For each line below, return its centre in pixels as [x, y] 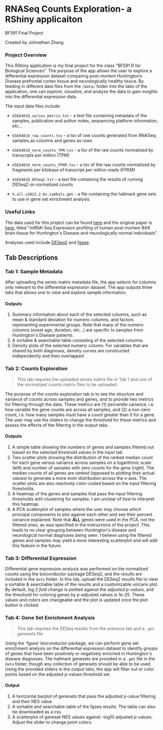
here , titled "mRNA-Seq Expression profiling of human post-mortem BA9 [78, 227]
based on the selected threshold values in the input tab [67, 452]
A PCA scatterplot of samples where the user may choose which [77, 509]
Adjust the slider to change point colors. [52, 722]
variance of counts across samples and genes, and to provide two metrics [79, 399]
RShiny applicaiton [44, 19]
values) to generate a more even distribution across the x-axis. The [79, 478]
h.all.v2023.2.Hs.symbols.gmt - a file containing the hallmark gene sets [84, 194]
